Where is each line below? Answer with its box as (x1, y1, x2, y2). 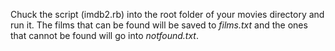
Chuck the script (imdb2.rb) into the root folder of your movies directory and (10, 9, 325, 20)
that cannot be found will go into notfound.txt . (10, 30, 199, 41)
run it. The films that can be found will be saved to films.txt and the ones (10, 19, 308, 31)
